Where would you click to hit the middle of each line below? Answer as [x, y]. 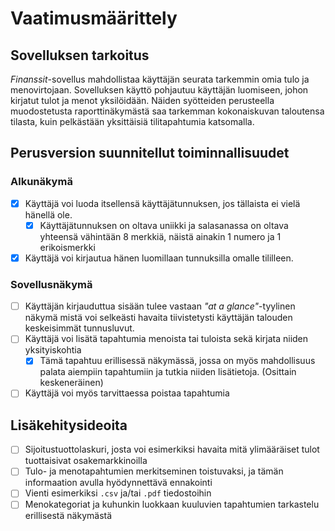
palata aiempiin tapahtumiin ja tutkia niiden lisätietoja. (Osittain [168, 372]
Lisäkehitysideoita [69, 425]
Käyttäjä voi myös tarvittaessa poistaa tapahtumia [127, 393]
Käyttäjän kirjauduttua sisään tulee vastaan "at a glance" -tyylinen [160, 306]
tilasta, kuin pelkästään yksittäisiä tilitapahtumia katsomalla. [132, 121]
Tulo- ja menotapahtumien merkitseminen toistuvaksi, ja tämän [154, 471]
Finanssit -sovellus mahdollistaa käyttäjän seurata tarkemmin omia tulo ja [160, 79]
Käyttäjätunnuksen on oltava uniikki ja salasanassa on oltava [164, 225]
